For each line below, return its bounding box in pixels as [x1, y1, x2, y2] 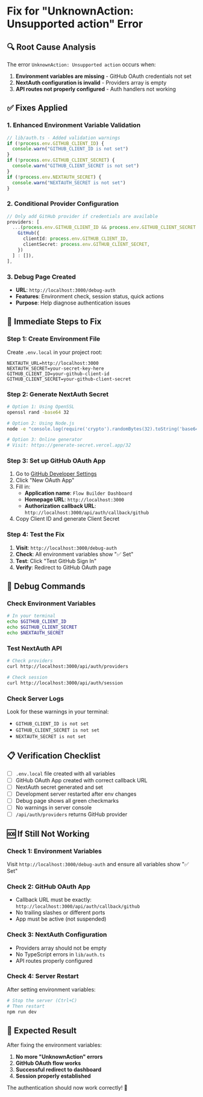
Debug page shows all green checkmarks [15, 797, 119, 805]
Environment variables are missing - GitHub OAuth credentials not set [15, 72, 192, 80]
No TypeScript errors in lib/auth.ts [15, 950, 105, 958]
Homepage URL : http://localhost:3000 [24, 496, 125, 503]
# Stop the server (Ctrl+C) [7, 997, 78, 1003]
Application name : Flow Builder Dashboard [24, 489, 133, 497]
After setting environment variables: [7, 986, 96, 993]
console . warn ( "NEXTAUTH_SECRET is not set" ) [12, 179, 126, 185]
